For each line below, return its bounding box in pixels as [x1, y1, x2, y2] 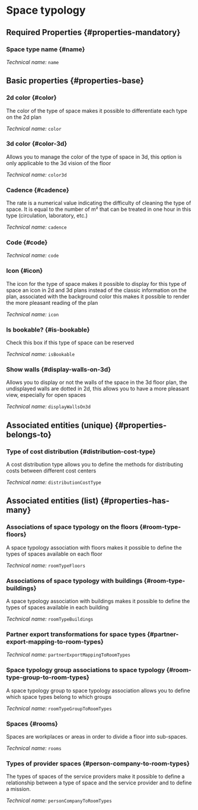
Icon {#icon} [6, 267, 43, 275]
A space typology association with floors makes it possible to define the [6, 544, 182, 551]
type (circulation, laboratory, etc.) [6, 212, 88, 219]
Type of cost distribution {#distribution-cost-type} [6, 447, 156, 455]
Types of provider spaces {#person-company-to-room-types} [6, 759, 190, 767]
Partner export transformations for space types [6, 630, 146, 638]
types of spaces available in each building [6, 604, 109, 611]
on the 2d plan [6, 114, 41, 121]
